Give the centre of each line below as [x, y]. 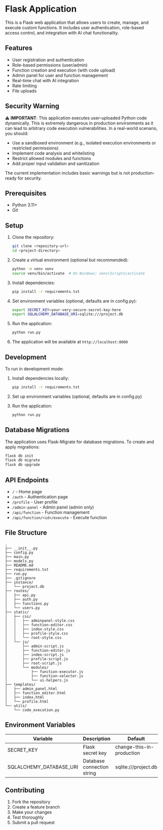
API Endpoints [27, 480]
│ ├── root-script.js [33, 663]
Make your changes [32, 812]
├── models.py [19, 561]
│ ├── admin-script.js [34, 646]
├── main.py [17, 557]
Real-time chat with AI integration [45, 80]
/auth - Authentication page [40, 497]
